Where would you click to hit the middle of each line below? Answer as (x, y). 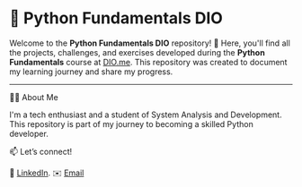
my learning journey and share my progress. (91, 72)
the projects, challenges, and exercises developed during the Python (137, 52)
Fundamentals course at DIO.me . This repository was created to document (148, 62)
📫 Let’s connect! (41, 151)
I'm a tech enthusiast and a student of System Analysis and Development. (146, 115)
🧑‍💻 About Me (34, 97)
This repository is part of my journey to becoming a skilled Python (131, 123)
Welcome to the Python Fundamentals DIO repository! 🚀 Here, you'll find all (150, 43)
